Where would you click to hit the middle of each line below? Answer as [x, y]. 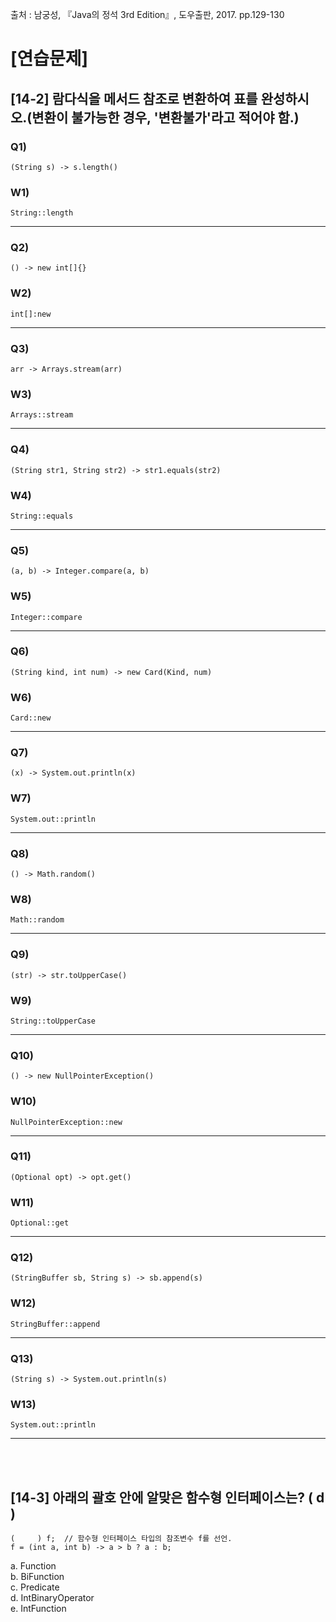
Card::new [31, 718]
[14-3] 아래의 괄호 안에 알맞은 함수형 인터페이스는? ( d [167, 1497]
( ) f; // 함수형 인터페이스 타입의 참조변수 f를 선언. [121, 1539]
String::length [42, 213]
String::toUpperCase [53, 1021]
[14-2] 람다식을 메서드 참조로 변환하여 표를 [134, 98]
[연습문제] [49, 59]
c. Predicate [35, 1587]
